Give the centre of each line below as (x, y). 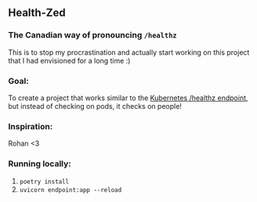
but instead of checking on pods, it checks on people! (95, 106)
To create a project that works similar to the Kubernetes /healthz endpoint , (128, 98)
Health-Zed (37, 13)
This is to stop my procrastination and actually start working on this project (129, 52)
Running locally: (40, 164)
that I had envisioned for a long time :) (69, 60)
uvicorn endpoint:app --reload (71, 190)
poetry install (44, 182)
